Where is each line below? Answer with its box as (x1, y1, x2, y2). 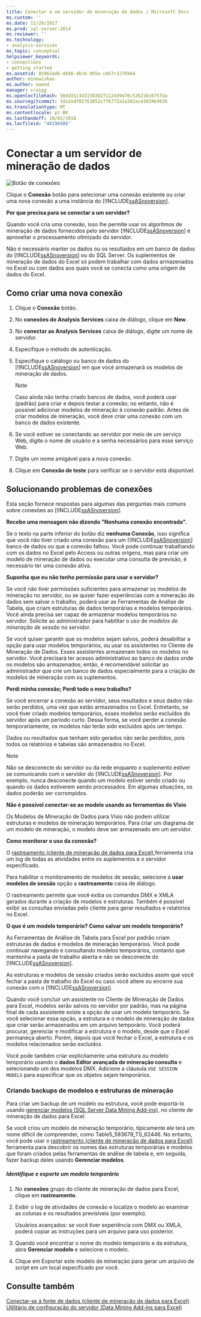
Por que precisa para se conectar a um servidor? (6, 209, 130, 217)
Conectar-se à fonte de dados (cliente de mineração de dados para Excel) (6, 1297, 190, 1304)
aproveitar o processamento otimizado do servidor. (6, 234, 133, 241)
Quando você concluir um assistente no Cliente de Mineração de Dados (6, 996, 184, 1003)
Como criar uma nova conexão (6, 288, 123, 299)
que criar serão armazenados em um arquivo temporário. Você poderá (6, 1021, 181, 1028)
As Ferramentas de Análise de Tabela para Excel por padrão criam (6, 934, 170, 941)
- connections (6, 59, 42, 65)
